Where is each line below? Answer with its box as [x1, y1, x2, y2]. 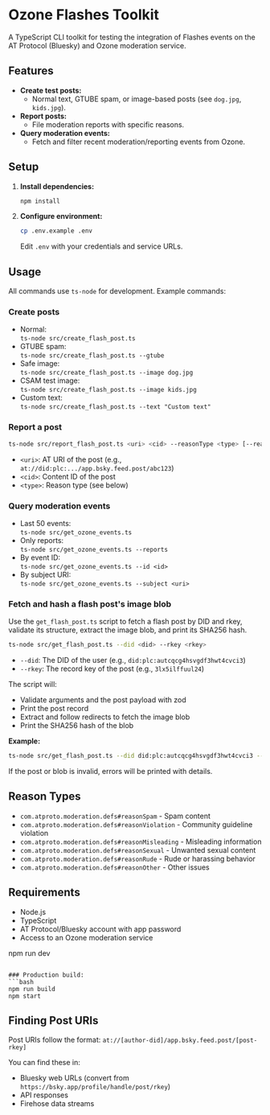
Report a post [8, 422, 63, 433]
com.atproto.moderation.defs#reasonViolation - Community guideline [19, 819, 253, 829]
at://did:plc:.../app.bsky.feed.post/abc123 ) [19, 463, 174, 472]
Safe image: [19, 359, 60, 368]
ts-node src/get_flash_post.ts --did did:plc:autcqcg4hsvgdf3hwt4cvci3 [8, 752, 253, 760]
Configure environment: [19, 212, 103, 221]
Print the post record [19, 704, 89, 714]
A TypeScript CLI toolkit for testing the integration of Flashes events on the [8, 32, 256, 42]
